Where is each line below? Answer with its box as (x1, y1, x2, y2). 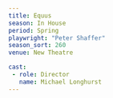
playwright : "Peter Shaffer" (8, 33, 106, 42)
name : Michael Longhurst (18, 77, 103, 86)
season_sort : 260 (8, 41, 67, 49)
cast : (8, 63, 26, 72)
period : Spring (8, 26, 59, 34)
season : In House (8, 19, 67, 27)
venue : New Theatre (8, 49, 74, 57)
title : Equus (8, 11, 52, 20)
